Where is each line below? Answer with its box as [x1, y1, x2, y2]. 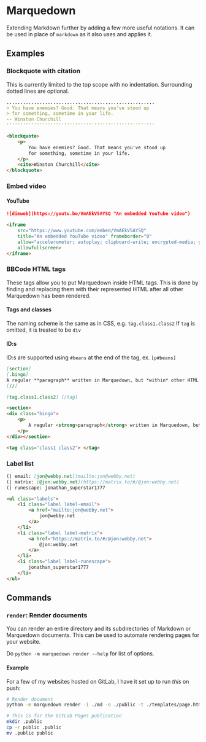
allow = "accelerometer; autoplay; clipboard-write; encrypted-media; [17, 239, 196, 245]
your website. [6, 638, 41, 646]
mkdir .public [6, 719, 43, 725]
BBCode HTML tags [6, 265, 66, 273]
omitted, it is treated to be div [6, 326, 82, 334]
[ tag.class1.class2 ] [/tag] [6, 394, 78, 400]
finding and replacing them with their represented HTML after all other [6, 285, 184, 292]
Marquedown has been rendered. [6, 292, 91, 299]
